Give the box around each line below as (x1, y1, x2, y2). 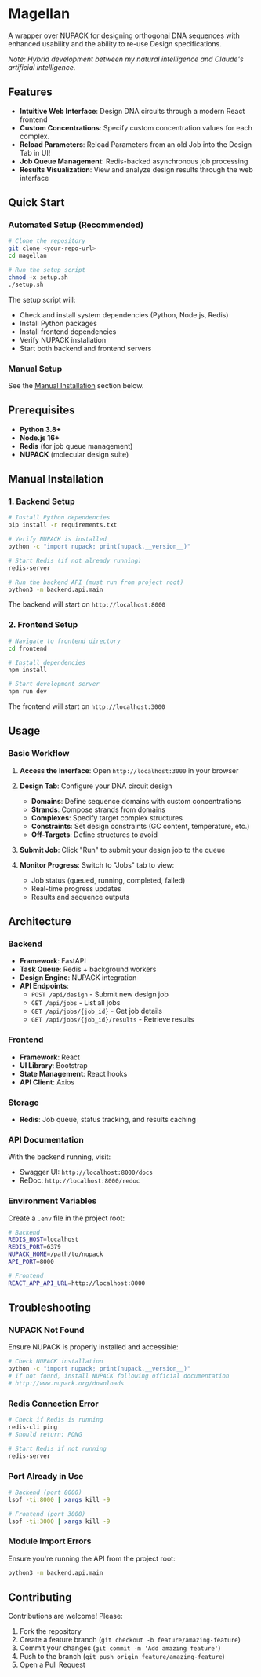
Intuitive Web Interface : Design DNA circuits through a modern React (19, 106, 245, 116)
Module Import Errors (8, 1536, 92, 1547)
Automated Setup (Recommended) (8, 219, 144, 230)
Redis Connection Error (8, 1398, 100, 1409)
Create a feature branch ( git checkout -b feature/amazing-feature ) (19, 1635, 241, 1645)
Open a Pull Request (19, 1660, 86, 1670)
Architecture (8, 915, 72, 928)
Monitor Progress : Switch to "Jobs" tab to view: (19, 860, 175, 869)
